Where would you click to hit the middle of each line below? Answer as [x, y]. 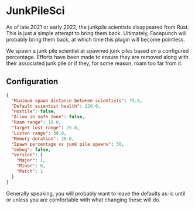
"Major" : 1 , [31, 160]
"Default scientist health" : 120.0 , [56, 106]
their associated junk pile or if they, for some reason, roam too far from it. [94, 63]
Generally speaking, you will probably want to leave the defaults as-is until [96, 193]
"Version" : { [27, 155]
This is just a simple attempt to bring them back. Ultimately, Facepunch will [96, 33]
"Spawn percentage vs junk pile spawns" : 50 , [68, 144]
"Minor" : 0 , [31, 166]
